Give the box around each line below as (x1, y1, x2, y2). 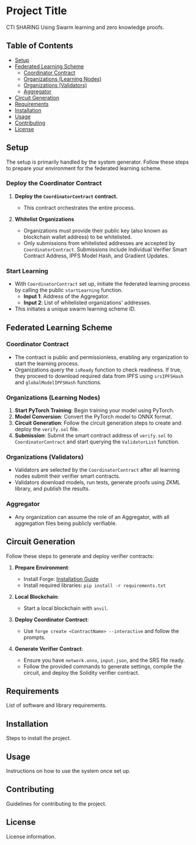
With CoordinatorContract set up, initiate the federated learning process (14, 280, 190, 288)
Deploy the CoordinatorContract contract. (14, 193, 118, 200)
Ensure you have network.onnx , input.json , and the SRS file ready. (23, 657, 185, 664)
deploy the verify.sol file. (14, 426, 80, 433)
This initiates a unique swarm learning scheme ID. (14, 305, 136, 312)
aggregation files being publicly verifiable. (14, 520, 117, 527)
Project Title (6, 4, 67, 18)
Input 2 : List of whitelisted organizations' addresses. (23, 299, 152, 306)
